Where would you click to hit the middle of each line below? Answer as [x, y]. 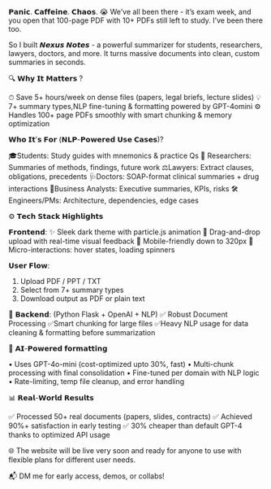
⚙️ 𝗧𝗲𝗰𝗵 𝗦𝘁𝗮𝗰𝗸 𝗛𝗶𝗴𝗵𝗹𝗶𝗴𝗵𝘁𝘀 [56, 216]
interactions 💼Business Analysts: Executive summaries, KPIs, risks [119, 189]
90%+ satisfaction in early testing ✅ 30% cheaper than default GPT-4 [125, 426]
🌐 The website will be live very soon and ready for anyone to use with [125, 450]
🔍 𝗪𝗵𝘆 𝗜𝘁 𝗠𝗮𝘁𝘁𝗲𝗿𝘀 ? [46, 78]
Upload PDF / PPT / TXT [60, 281]
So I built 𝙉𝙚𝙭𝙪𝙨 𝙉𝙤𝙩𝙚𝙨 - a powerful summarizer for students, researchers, [135, 45]
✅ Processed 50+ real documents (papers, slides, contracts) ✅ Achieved [131, 417]
